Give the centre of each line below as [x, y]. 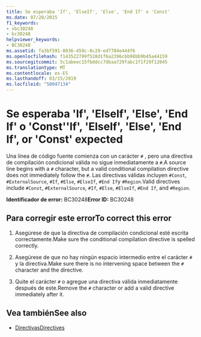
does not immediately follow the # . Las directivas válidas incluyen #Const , [97, 175]
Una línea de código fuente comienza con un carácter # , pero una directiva [100, 156]
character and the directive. [49, 270]
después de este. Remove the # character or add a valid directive [94, 288]
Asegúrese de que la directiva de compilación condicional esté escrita [102, 233]
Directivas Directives [40, 327]
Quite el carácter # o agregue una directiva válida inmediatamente [96, 281]
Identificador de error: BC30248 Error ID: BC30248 [70, 199]
